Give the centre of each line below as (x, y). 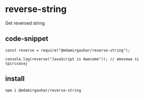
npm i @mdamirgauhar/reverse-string (43, 90)
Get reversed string (25, 23)
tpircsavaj (16, 63)
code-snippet (27, 39)
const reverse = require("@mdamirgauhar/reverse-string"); (68, 50)
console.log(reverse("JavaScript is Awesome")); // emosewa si (72, 59)
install (15, 79)
